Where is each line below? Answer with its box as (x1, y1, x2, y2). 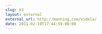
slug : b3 (5, 7, 24, 12)
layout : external (5, 12, 42, 17)
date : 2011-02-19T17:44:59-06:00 (5, 21, 76, 26)
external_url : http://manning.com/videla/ (5, 16, 97, 21)
